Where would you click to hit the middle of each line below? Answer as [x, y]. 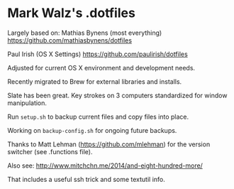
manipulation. [27, 103]
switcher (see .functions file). [50, 151]
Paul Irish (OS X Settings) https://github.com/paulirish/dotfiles [97, 54]
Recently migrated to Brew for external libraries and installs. [95, 81]
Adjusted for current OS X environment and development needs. [101, 67]
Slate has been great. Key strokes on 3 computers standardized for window [117, 95]
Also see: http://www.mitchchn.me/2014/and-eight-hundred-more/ [105, 166]
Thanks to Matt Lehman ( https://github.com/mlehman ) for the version [109, 144]
